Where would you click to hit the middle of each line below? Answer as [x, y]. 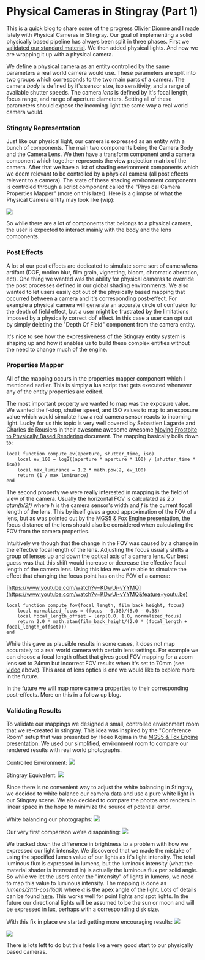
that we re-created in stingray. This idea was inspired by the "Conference [99, 730]
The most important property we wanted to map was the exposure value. [99, 403]
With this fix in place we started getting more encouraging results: [90, 922]
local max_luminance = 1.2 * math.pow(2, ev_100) [82, 470]
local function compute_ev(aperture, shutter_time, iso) [80, 454]
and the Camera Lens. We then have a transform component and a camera [100, 154]
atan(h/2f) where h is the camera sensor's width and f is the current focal [99, 505]
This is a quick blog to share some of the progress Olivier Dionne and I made [103, 28]
